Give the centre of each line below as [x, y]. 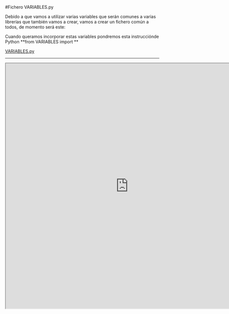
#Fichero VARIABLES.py [29, 7]
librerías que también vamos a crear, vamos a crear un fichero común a [77, 22]
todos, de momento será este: [35, 27]
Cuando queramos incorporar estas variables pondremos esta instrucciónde [82, 37]
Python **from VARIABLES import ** [42, 42]
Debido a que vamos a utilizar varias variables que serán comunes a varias [80, 16]
